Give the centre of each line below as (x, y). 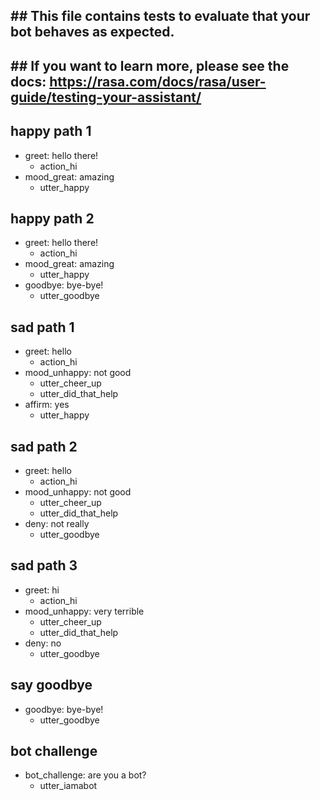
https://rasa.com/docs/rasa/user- (158, 81)
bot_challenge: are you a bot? (85, 775)
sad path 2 (44, 446)
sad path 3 (44, 565)
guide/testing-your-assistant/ (106, 97)
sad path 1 (42, 327)
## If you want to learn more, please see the (150, 65)
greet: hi (42, 590)
